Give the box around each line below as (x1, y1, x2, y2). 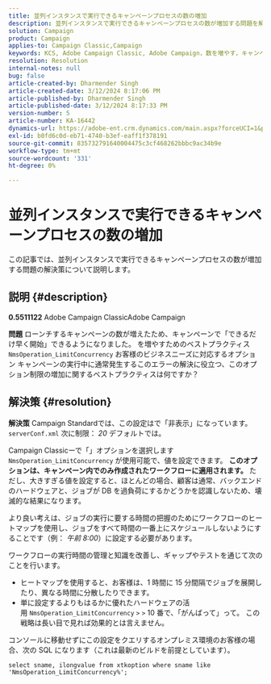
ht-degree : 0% (8, 162, 56, 170)
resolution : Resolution (8, 57, 89, 65)
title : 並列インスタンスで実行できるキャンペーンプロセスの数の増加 (8, 11, 207, 20)
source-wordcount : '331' (8, 154, 92, 162)
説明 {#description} (8, 290, 109, 304)
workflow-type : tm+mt (8, 147, 81, 155)
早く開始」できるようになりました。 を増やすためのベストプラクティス (15, 339, 251, 348)
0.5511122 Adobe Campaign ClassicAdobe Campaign (8, 312, 186, 322)
